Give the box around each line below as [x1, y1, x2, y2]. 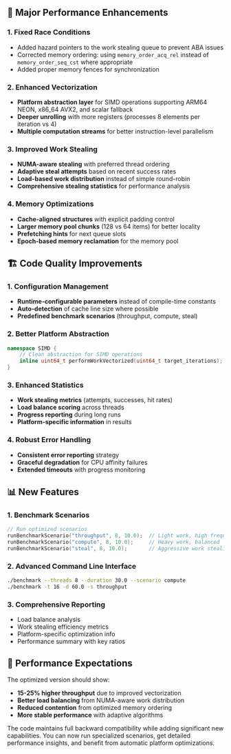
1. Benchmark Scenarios [7, 510, 90, 520]
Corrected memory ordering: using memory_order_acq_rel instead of [16, 50, 210, 59]
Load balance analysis [16, 616, 81, 624]
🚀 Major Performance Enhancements [7, 7, 168, 19]
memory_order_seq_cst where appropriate [16, 58, 133, 66]
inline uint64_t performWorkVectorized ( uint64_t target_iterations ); [19, 357, 223, 365]
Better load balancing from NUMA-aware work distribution [16, 696, 185, 704]
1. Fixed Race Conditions [7, 28, 91, 37]
